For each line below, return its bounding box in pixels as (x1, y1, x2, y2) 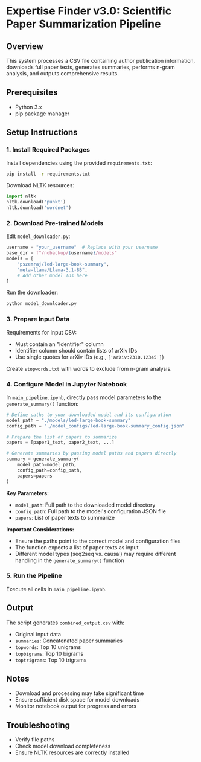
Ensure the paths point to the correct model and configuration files (14, 537, 181, 545)
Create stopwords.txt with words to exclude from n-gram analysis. (6, 365, 172, 372)
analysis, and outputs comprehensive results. (6, 70, 119, 77)
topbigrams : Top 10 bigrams (14, 650, 84, 657)
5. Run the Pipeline (6, 572, 62, 580)
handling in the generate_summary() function (14, 557, 125, 564)
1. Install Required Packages (6, 146, 91, 154)
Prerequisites (6, 88, 58, 98)
